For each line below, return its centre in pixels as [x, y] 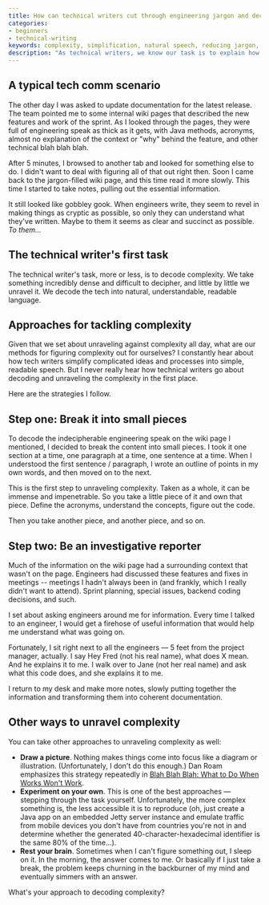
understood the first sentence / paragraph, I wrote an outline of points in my [133, 464]
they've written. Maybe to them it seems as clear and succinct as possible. [131, 221]
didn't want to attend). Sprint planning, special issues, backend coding [124, 591]
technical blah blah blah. [49, 147]
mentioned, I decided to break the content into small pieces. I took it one [127, 447]
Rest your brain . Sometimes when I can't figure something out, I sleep [136, 850]
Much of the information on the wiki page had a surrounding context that [128, 566]
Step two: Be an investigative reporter [105, 546]
